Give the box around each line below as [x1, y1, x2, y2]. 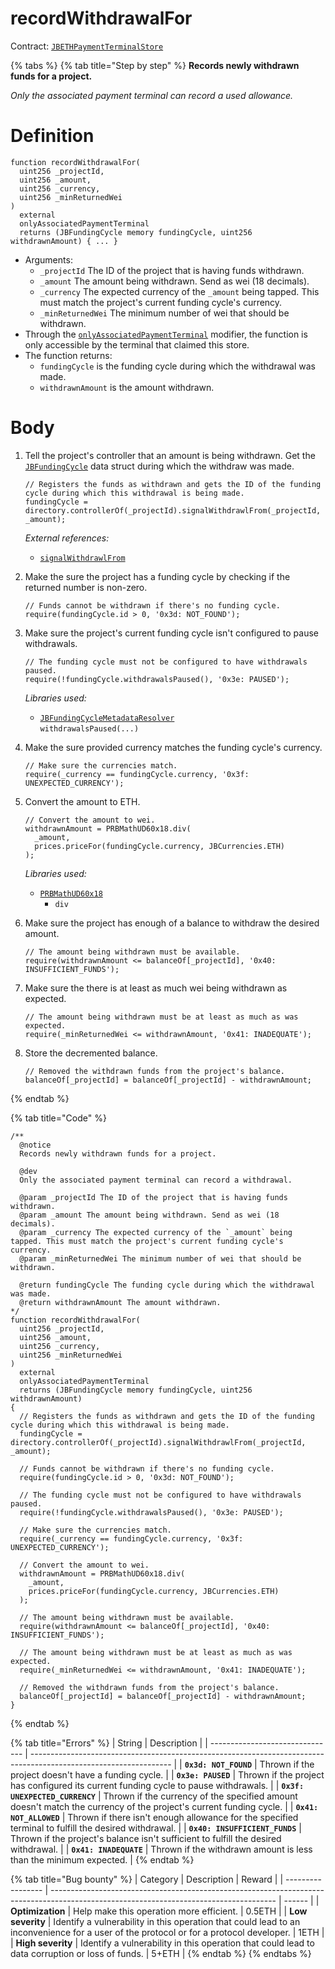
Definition [10, 125, 95, 147]
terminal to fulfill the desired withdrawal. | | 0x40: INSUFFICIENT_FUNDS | [10, 1822, 302, 1834]
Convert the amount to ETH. [24, 795, 141, 807]
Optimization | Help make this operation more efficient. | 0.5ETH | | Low [10, 1905, 308, 1917]
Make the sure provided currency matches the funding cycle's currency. [24, 741, 323, 753]
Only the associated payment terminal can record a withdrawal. [19, 1175, 293, 1185]
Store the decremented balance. [24, 1047, 158, 1059]
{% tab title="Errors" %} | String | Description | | [10, 1737, 208, 1749]
